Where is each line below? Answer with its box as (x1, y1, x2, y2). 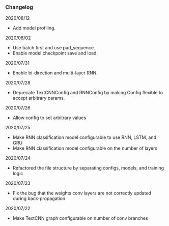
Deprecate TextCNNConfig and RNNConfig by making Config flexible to (12, 90, 163, 96)
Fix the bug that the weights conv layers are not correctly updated (12, 190, 152, 196)
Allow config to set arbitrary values (12, 115, 87, 121)
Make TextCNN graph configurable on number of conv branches (12, 215, 149, 221)
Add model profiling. (12, 25, 56, 31)
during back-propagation (12, 195, 65, 202)
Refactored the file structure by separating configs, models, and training (12, 165, 164, 171)
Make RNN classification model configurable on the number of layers (12, 145, 158, 151)
